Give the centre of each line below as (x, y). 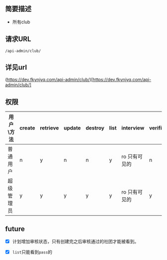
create (27, 128)
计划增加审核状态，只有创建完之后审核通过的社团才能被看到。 (76, 242)
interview (133, 128)
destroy (95, 128)
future (15, 229)
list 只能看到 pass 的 (32, 252)
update (72, 128)
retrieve (49, 128)
